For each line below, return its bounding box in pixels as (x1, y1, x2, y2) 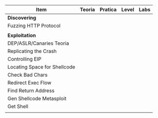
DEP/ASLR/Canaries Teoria (7, 40, 69, 47)
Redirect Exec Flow (7, 80, 52, 86)
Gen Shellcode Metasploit (7, 95, 67, 101)
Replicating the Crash (7, 48, 57, 54)
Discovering (7, 15, 37, 21)
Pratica (99, 6, 117, 13)
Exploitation (7, 32, 36, 38)
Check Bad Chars (7, 71, 48, 78)
